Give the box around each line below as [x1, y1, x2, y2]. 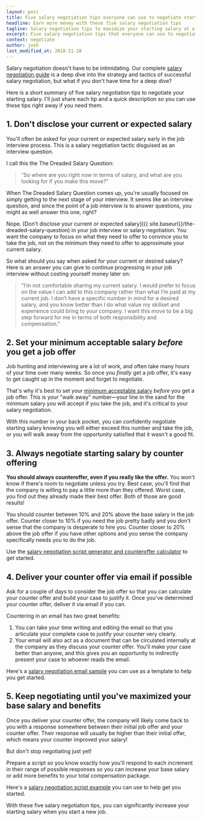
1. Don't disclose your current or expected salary [6, 119, 192, 129]
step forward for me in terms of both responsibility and [20, 313, 157, 321]
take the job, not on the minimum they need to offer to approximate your [6, 239, 185, 247]
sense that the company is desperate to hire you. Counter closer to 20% [6, 524, 185, 531]
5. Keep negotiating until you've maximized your [6, 691, 191, 701]
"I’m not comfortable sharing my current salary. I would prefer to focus [20, 281, 196, 289]
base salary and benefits [6, 701, 101, 711]
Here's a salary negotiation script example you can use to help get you [6, 783, 182, 791]
